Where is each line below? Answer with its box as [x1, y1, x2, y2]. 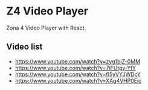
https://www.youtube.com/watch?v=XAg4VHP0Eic [14, 77, 142, 84]
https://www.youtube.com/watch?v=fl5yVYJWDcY [14, 71, 141, 78]
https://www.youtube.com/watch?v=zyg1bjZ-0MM [14, 57, 141, 65]
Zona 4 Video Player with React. [6, 24, 86, 31]
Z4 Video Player [6, 4, 89, 18]
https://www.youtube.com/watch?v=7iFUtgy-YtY [14, 64, 137, 71]
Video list [6, 42, 43, 52]
